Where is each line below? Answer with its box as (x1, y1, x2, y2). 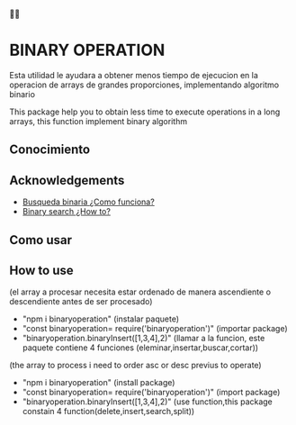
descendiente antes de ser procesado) (9, 296, 153, 307)
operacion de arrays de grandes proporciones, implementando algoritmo (9, 79, 280, 90)
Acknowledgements (9, 172, 125, 188)
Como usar (9, 232, 73, 248)
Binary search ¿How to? (22, 206, 111, 217)
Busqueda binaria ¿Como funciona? (22, 196, 155, 207)
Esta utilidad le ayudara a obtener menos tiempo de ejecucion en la (9, 69, 259, 80)
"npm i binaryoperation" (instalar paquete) (22, 313, 180, 324)
